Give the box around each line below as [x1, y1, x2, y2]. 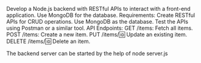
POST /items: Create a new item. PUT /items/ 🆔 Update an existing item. [6, 31, 188, 38]
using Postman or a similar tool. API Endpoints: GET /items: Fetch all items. [6, 24, 193, 31]
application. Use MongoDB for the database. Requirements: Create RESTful [6, 12, 196, 19]
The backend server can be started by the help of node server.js [6, 50, 168, 57]
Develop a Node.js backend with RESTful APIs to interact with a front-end [6, 5, 191, 12]
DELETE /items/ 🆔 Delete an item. [6, 38, 91, 45]
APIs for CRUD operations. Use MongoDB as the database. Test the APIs [6, 18, 189, 25]
